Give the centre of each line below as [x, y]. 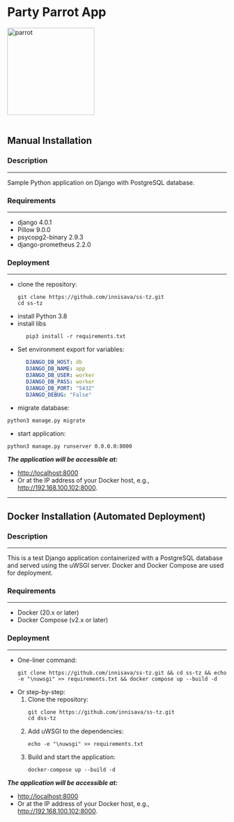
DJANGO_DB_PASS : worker [60, 381]
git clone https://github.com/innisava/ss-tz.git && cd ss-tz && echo [122, 673]
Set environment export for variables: [71, 349]
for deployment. [30, 573]
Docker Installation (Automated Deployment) [107, 516]
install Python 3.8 [42, 316]
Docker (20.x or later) [48, 612]
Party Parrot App [57, 12]
